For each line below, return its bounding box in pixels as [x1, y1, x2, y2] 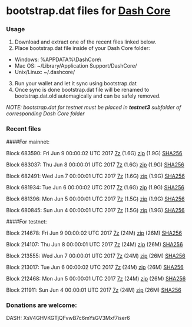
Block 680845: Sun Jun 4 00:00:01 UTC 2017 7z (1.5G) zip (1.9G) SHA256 [6, 206, 185, 213]
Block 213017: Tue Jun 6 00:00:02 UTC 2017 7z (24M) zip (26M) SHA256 [6, 263, 184, 271]
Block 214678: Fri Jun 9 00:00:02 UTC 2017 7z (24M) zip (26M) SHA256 [6, 229, 183, 236]
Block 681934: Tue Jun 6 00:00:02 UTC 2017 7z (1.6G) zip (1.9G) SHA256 [6, 183, 184, 191]
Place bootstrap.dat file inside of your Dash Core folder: [14, 45, 150, 52]
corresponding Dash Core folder [6, 110, 85, 117]
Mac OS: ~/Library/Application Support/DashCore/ [14, 62, 137, 69]
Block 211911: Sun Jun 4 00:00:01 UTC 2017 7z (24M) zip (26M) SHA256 [6, 286, 181, 293]
